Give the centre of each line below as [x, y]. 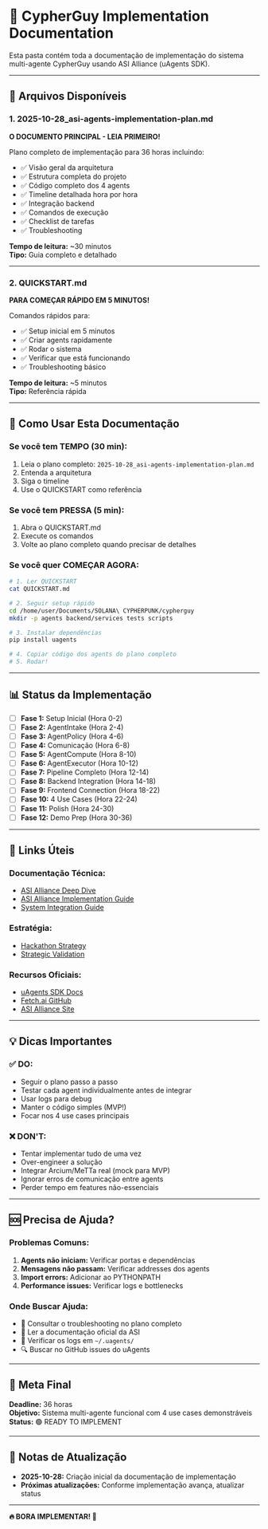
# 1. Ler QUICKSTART [43, 581]
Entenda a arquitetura [56, 472]
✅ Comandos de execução [64, 212]
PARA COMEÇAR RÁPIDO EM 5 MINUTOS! [80, 300]
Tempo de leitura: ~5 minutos [58, 383]
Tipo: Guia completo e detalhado [63, 254]
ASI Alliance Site [47, 1009]
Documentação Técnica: [57, 873]
